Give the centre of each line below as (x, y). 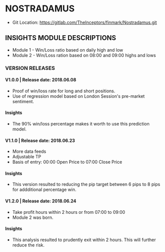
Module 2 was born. (33, 217)
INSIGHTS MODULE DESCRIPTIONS (61, 38)
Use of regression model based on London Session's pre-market (79, 96)
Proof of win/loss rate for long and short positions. (64, 91)
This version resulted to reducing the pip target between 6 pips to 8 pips (86, 185)
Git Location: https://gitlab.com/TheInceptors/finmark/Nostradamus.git (84, 22)
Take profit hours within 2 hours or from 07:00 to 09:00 (69, 212)
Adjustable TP (27, 157)
